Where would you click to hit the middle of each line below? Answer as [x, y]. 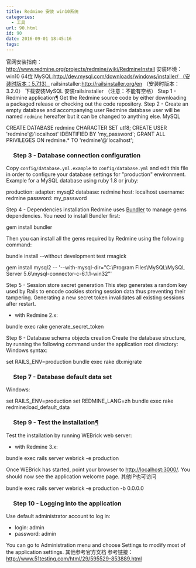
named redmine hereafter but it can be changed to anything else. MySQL [93, 116]
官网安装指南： [24, 62]
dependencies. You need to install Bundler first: [63, 216]
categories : [20, 17]
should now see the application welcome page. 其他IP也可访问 [81, 476]
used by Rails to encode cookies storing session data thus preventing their [96, 292]
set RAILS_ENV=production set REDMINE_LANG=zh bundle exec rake [90, 401]
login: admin [30, 528]
